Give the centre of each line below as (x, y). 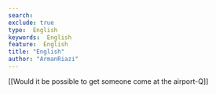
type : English (33, 30)
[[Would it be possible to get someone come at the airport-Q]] (108, 81)
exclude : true (31, 23)
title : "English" (37, 52)
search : (21, 15)
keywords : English (40, 37)
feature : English (38, 45)
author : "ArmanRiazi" (44, 60)
